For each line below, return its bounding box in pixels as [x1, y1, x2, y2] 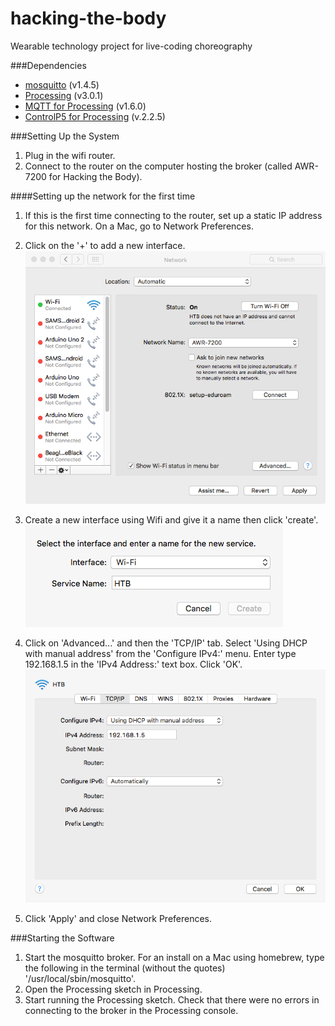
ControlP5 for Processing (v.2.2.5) [24, 110, 166, 122]
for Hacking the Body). [48, 170, 143, 182]
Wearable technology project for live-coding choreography [10, 40, 253, 52]
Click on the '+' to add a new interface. [24, 239, 186, 251]
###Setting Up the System [10, 130, 120, 142]
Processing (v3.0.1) [24, 89, 104, 101]
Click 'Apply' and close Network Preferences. [24, 912, 213, 924]
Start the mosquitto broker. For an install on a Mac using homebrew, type [24, 951, 325, 963]
